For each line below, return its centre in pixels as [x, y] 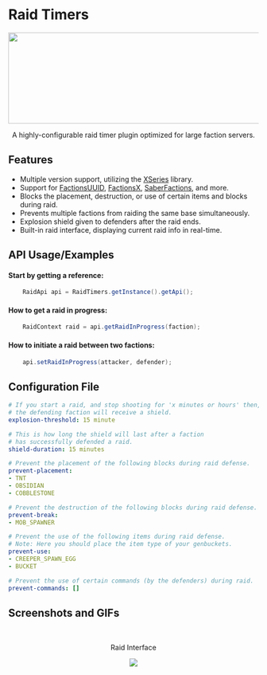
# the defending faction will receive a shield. [90, 413]
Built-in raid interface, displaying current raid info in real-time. [121, 230]
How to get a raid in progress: [58, 310]
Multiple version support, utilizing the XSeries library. [106, 179]
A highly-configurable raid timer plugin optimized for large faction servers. [133, 135]
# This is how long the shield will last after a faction [106, 434]
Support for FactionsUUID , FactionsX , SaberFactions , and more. [124, 187]
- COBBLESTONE [32, 493]
